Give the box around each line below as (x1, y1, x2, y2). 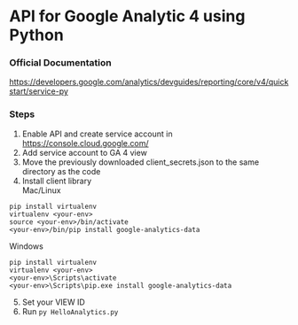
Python (9, 25, 64, 45)
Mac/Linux (21, 184, 61, 196)
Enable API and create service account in (21, 128, 173, 139)
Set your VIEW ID (21, 297, 86, 307)
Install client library (21, 175, 92, 186)
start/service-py (9, 86, 69, 97)
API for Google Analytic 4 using (9, 6, 246, 27)
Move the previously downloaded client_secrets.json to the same (21, 157, 260, 167)
